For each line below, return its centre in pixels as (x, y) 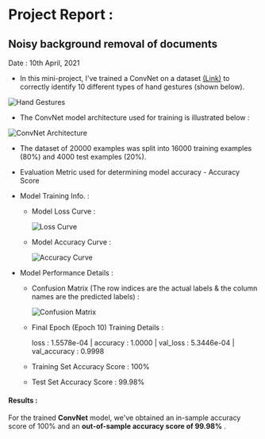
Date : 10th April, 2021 (44, 63)
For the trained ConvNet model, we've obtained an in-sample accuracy (125, 418)
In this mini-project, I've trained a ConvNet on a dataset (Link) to (125, 78)
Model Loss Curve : (63, 211)
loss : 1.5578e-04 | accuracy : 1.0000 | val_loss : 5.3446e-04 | (133, 343)
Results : (23, 400)
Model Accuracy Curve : (71, 242)
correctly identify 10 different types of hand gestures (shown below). (132, 87)
